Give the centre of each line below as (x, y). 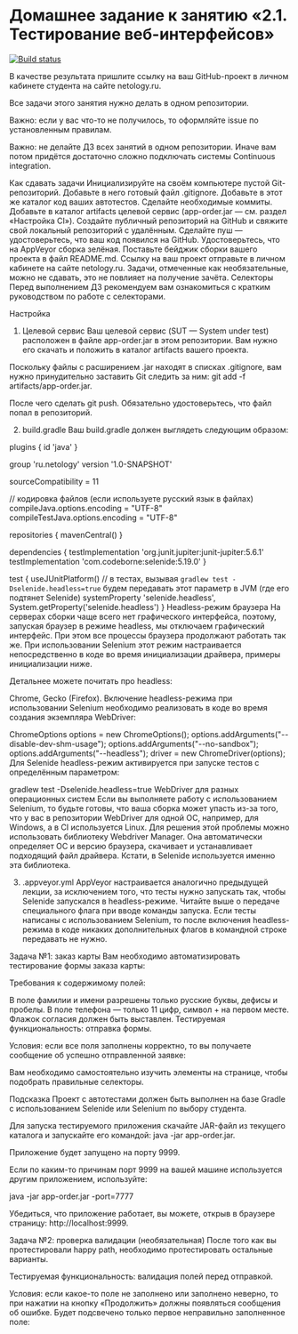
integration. (30, 165)
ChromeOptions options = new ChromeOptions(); (99, 734)
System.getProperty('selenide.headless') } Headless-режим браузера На (145, 607)
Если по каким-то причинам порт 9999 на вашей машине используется (146, 1169)
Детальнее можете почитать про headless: (91, 680)
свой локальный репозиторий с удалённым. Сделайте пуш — (126, 230)
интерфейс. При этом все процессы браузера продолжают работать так (148, 635)
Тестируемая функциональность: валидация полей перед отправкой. (141, 1276)
